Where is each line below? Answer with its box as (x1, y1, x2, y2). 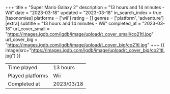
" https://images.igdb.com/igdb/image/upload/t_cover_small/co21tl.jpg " (5, 31, 154, 37)
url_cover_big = (5, 36, 38, 42)
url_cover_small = (13, 26, 50, 32)
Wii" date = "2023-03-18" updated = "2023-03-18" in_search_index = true (5, 10, 162, 16)
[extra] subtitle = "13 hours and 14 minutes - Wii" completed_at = (5, 20, 141, 26)
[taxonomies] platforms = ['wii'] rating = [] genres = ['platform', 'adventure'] (5, 15, 164, 21)
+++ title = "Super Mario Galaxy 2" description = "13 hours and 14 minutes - (5, 5, 164, 10)
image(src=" (5, 48, 32, 53)
